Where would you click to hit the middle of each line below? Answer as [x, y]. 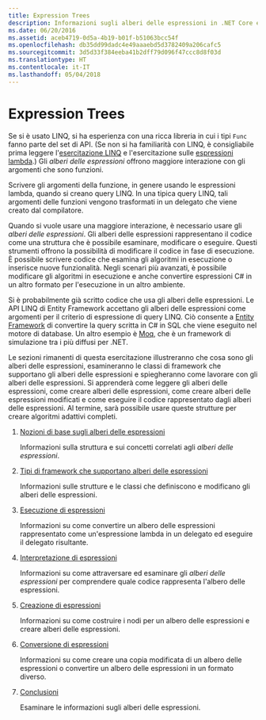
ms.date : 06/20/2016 [42, 30]
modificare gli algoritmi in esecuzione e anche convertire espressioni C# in [130, 276]
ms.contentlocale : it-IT [49, 67]
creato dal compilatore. [46, 210]
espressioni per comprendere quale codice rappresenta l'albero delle [132, 581]
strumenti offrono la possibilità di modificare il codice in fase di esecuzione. [131, 251]
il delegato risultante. [54, 542]
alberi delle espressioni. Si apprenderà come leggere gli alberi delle [118, 382]
